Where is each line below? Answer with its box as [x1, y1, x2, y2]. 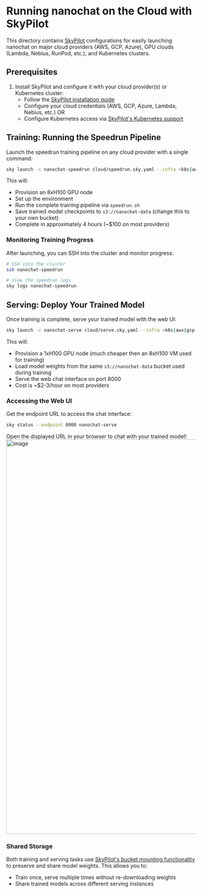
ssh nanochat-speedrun [6, 266, 63, 273]
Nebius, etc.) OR [23, 108, 65, 115]
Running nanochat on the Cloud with [6, 4, 192, 18]
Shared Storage [6, 843, 53, 851]
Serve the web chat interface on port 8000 [14, 375, 121, 382]
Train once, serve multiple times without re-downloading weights [14, 874, 176, 881]
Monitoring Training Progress [6, 236, 94, 244]
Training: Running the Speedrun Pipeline [6, 132, 161, 142]
